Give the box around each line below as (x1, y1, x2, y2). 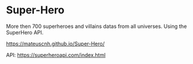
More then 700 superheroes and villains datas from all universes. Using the (6, 23, 187, 30)
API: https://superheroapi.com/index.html (6, 51, 106, 58)
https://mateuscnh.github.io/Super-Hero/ (6, 40, 105, 47)
